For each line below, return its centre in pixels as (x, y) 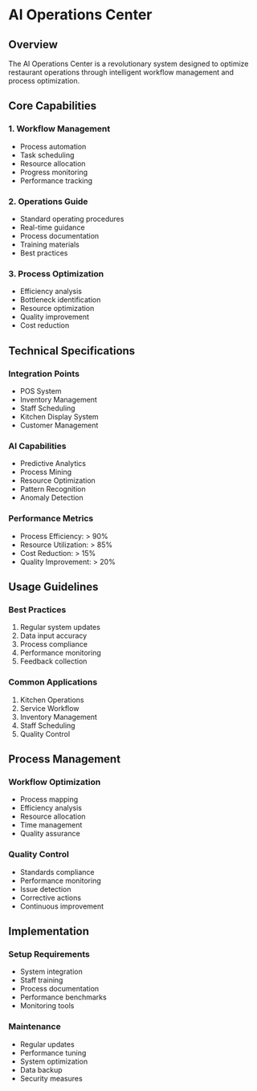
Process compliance (54, 644)
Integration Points (44, 374)
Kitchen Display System (59, 416)
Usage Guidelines (53, 587)
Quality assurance (50, 834)
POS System (41, 390)
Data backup (41, 1069)
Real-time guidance (53, 227)
